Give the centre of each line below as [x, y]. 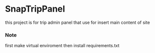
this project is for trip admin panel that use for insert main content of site [77, 22]
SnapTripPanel [35, 9]
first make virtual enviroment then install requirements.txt [62, 46]
